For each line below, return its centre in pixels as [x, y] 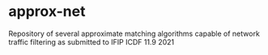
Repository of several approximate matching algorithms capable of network [134, 33]
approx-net [47, 12]
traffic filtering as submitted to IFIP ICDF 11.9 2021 [91, 41]
